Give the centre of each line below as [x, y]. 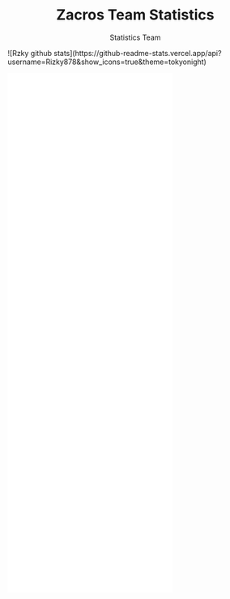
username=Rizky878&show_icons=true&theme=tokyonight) [107, 62]
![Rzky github [30, 53]
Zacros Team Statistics [135, 15]
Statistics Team [135, 37]
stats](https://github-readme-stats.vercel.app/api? [137, 53]
